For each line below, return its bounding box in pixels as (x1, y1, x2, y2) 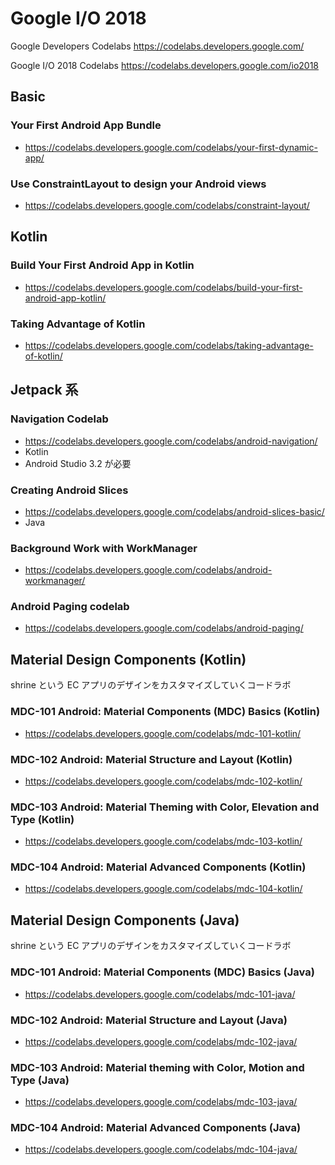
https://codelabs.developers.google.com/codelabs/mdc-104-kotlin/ (24, 883, 303, 895)
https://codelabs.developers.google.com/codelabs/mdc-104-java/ (24, 1143, 298, 1156)
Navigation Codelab (10, 412, 109, 426)
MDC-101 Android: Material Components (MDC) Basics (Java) (10, 965, 315, 979)
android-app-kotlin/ (24, 292, 107, 304)
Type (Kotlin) (10, 812, 75, 826)
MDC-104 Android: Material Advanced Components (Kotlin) (10, 860, 307, 874)
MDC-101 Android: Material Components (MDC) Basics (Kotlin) (10, 705, 321, 719)
